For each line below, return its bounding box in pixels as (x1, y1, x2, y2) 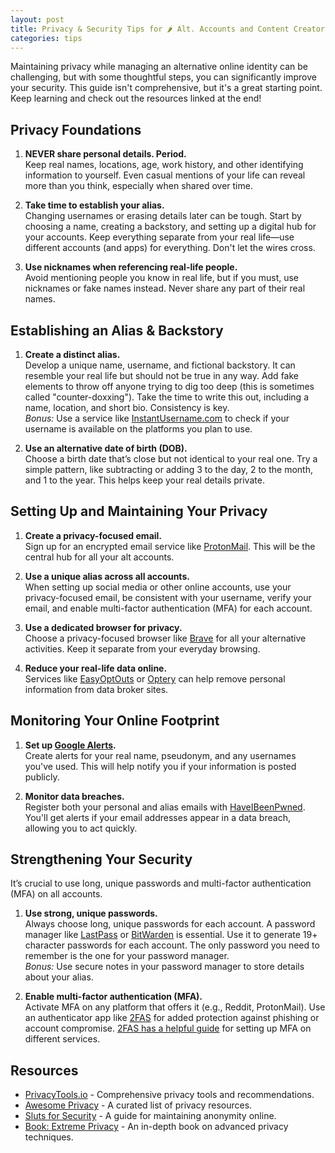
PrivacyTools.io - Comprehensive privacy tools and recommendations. (24, 1089, 315, 1101)
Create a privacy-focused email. (24, 529, 163, 541)
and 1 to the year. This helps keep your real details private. (24, 474, 265, 486)
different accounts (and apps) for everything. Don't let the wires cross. (24, 242, 316, 254)
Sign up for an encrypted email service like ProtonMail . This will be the (24, 540, 316, 552)
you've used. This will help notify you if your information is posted (24, 760, 297, 772)
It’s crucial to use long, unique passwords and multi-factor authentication (10, 877, 312, 890)
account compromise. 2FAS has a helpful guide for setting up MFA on (24, 1022, 312, 1035)
